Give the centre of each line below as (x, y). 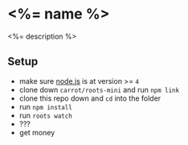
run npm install (46, 106)
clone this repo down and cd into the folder (90, 98)
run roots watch (46, 115)
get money (37, 132)
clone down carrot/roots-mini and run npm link (99, 89)
